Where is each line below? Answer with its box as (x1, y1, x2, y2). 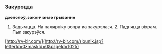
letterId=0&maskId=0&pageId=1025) (5, 44, 79, 50)
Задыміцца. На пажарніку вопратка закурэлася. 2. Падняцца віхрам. (12, 24, 157, 30)
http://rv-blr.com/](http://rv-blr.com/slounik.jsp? (6, 38, 104, 44)
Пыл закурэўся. (12, 29, 46, 35)
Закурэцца (5, 3, 33, 10)
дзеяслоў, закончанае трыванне (5, 15, 75, 20)
